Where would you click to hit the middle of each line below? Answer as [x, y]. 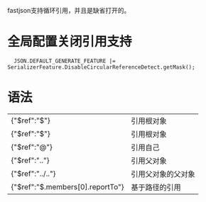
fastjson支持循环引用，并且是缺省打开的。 [69, 10]
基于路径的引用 [156, 187]
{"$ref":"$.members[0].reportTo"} [67, 186]
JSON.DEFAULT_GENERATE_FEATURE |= [65, 61]
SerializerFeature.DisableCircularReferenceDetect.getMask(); [101, 67]
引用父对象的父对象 [163, 174]
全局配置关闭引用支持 [70, 42]
